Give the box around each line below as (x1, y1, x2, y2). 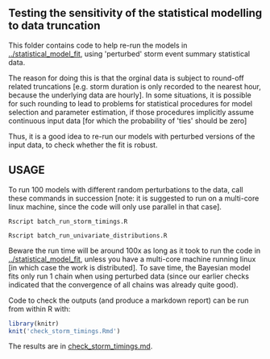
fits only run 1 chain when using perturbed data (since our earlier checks (8, 271, 250, 281)
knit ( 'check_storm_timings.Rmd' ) (8, 327, 121, 335)
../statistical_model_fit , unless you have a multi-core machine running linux (8, 254, 256, 264)
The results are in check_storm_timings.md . (8, 341, 153, 351)
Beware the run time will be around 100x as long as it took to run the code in (8, 246, 261, 255)
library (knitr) (8, 320, 60, 328)
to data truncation (8, 19, 101, 33)
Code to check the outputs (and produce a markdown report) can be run (8, 295, 249, 305)
